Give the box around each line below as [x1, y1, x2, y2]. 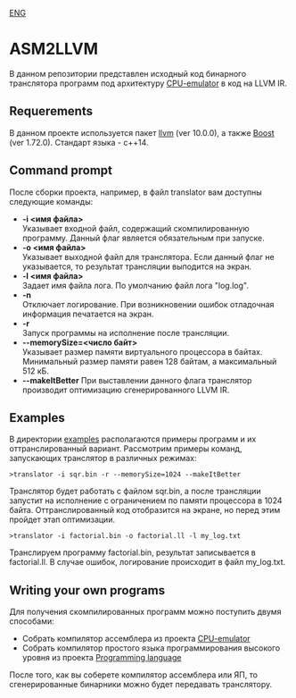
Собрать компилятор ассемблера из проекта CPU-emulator [21, 634, 251, 644]
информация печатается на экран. [21, 308, 154, 319]
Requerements [9, 104, 94, 119]
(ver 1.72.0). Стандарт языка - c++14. [9, 137, 149, 147]
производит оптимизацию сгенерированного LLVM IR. [21, 384, 230, 395]
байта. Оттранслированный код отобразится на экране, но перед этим [9, 505, 281, 516]
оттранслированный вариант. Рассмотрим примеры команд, [9, 443, 243, 454]
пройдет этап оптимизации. [9, 514, 116, 526]
